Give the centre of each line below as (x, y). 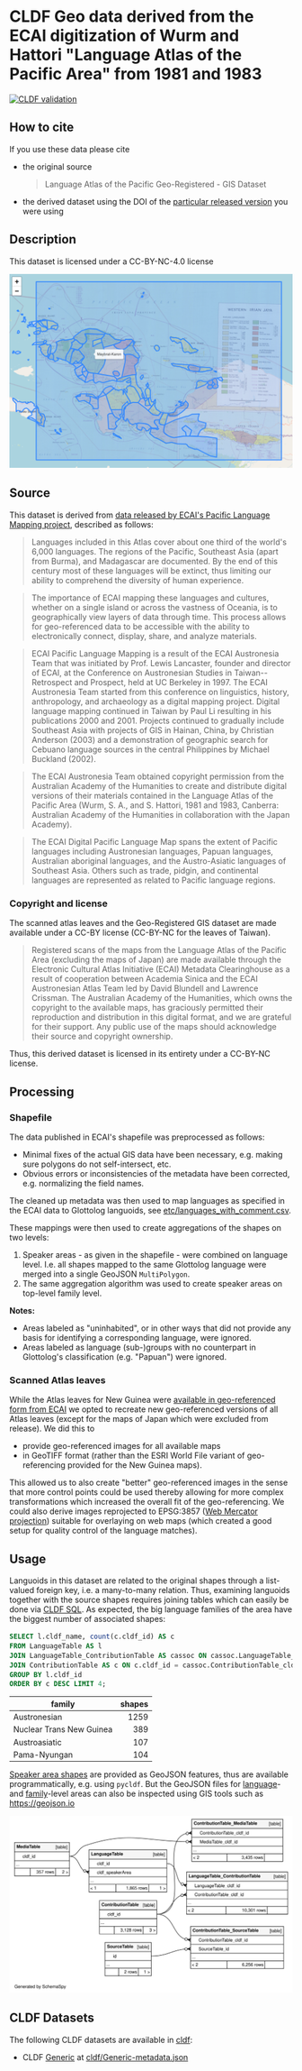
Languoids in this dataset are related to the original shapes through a (137, 1581)
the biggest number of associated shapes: (88, 1619)
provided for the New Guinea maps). (134, 1465)
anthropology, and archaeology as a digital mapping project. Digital (155, 701)
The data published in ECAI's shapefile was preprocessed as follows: (137, 1137)
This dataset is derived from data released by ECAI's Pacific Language (140, 515)
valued (22, 1590)
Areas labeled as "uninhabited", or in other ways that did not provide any (157, 1328)
